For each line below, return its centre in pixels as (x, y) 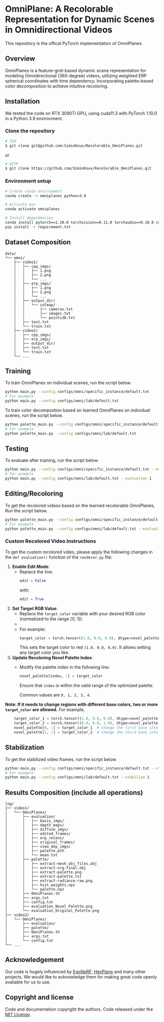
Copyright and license (40, 997)
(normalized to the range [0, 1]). (51, 619)
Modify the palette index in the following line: (64, 667)
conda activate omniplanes (32, 209)
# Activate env (20, 205)
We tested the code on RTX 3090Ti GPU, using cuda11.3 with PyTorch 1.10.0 (81, 113)
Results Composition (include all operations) (74, 793)
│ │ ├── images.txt (42, 313)
